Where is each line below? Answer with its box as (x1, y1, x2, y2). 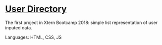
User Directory (5, 3, 67, 15)
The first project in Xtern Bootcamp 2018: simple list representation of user (5, 20, 158, 25)
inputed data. (5, 24, 32, 30)
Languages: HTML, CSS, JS (5, 34, 62, 40)
